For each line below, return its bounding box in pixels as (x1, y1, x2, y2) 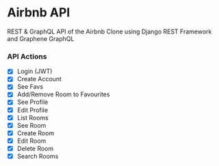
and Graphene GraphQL (7, 34, 75, 42)
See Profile (16, 98, 49, 107)
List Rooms (16, 113, 49, 122)
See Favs (16, 83, 43, 91)
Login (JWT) (16, 67, 53, 76)
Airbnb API (7, 5, 70, 20)
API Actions (7, 51, 47, 61)
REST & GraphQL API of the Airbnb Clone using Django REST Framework (7, 27, 212, 36)
